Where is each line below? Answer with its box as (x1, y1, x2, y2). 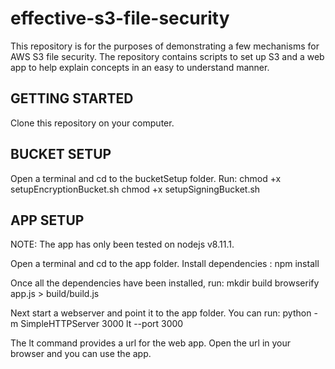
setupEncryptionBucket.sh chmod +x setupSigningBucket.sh (10, 183, 261, 195)
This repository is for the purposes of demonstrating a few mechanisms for (10, 40, 320, 52)
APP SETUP (10, 212, 85, 229)
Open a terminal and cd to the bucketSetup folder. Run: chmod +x (10, 172, 282, 184)
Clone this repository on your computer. (10, 117, 175, 129)
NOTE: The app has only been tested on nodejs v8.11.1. (10, 238, 235, 251)
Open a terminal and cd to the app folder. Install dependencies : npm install (10, 258, 320, 270)
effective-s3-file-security (10, 7, 230, 30)
